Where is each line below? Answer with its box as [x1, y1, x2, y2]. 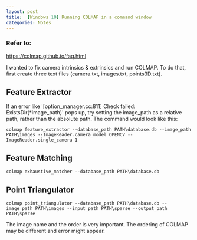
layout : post [6, 8, 38, 15]
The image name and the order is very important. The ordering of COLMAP [6, 221, 189, 228]
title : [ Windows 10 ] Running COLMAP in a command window [6, 14, 152, 20]
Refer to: [6, 39, 32, 47]
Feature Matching [6, 153, 73, 163]
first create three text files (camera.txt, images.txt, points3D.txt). [6, 70, 162, 77]
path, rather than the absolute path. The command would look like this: [6, 116, 178, 123]
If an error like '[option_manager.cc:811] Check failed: [6, 103, 136, 110]
